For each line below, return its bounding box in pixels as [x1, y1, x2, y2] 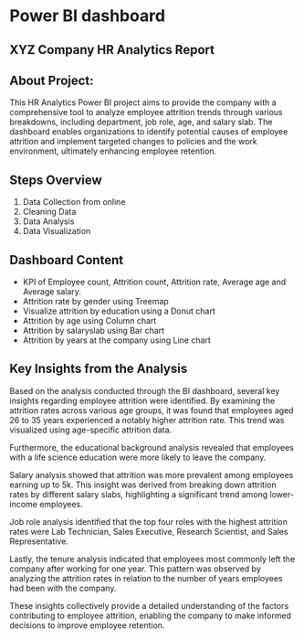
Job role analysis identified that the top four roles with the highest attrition [9, 516, 288, 527]
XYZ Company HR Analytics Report [9, 42, 215, 58]
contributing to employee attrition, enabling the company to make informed [9, 610, 292, 621]
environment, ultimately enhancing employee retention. [9, 145, 217, 156]
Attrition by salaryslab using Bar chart [22, 325, 165, 336]
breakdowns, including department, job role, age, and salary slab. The [9, 116, 273, 128]
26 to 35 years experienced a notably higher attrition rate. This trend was [9, 414, 285, 425]
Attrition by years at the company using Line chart [22, 335, 212, 346]
